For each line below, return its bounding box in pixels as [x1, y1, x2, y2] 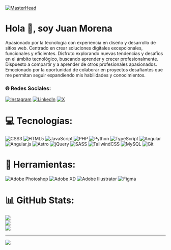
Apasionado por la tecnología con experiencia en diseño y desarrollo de [5, 39, 156, 45]
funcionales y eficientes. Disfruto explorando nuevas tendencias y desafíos [5, 50, 163, 56]
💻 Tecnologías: [5, 115, 73, 127]
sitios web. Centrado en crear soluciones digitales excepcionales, [5, 45, 143, 51]
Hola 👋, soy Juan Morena [5, 23, 113, 34]
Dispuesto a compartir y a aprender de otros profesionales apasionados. [5, 61, 157, 67]
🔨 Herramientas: [5, 159, 76, 170]
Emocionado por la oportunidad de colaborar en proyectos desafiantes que [5, 66, 163, 72]
